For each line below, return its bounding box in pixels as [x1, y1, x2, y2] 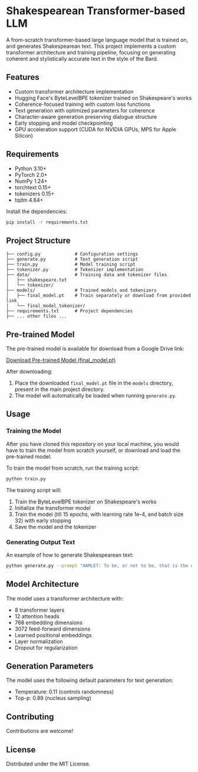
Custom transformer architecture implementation [14, 88, 134, 95]
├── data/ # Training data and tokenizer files [6, 272, 167, 278]
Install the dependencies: [6, 208, 68, 215]
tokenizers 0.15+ [14, 190, 55, 197]
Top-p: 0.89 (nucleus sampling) [14, 695, 91, 702]
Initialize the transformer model [14, 504, 91, 511]
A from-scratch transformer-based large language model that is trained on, [6, 36, 189, 43]
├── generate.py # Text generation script [6, 256, 138, 263]
